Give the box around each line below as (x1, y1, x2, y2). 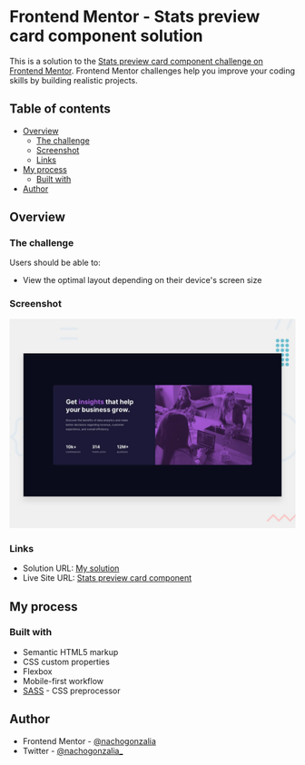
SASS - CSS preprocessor (22, 685, 121, 696)
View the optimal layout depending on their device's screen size (22, 275, 262, 286)
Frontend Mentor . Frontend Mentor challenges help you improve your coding (9, 65, 296, 76)
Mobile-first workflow (22, 675, 104, 686)
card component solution (9, 25, 203, 46)
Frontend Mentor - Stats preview (9, 6, 261, 27)
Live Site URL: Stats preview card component (22, 573, 192, 584)
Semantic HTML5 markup (22, 646, 119, 657)
